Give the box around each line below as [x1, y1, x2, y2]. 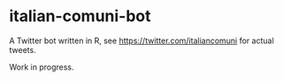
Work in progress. [9, 62, 74, 72]
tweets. [9, 44, 37, 55]
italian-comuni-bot [9, 6, 152, 26]
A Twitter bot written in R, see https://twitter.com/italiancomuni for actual [9, 35, 274, 46]
